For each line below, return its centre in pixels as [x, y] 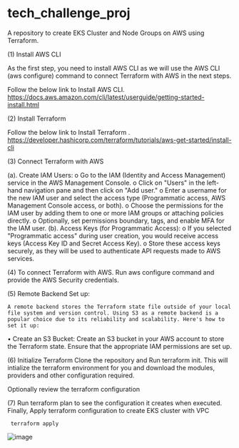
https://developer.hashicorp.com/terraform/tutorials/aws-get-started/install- [119, 140]
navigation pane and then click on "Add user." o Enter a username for [125, 190]
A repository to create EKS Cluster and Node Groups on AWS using [106, 33]
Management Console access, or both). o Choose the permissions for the [115, 205]
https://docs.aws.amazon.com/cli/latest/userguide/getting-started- [106, 97]
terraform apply [35, 423]
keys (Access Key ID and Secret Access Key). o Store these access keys [114, 243]
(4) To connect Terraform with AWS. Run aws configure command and [111, 272]
